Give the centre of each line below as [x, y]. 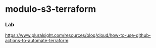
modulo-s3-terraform [51, 9]
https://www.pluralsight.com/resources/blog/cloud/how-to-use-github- [78, 35]
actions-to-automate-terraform [37, 41]
